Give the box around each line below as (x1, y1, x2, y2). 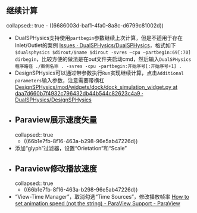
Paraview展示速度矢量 (14, 115, 97, 125)
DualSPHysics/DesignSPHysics (14, 96, 92, 103)
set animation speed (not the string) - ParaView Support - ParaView (14, 200, 180, 207)
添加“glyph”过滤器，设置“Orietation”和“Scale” (14, 144, 127, 152)
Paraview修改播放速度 (14, 163, 97, 174)
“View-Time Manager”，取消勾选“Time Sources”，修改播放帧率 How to (14, 193, 189, 200)
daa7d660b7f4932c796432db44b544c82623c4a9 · (14, 89, 143, 97)
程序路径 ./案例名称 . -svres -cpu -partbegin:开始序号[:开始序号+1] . (14, 63, 182, 69)
